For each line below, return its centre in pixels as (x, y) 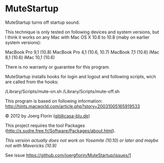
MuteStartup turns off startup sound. (42, 22)
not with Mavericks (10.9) (31, 145)
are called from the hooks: (32, 82)
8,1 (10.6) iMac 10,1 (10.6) (30, 57)
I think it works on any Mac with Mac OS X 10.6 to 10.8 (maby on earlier (77, 37)
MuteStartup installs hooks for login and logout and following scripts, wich (81, 76)
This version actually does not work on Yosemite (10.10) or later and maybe (82, 140)
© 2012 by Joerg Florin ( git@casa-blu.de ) (48, 116)
